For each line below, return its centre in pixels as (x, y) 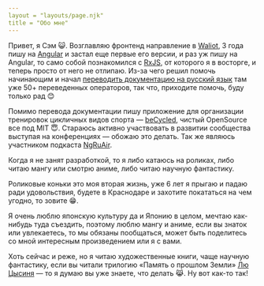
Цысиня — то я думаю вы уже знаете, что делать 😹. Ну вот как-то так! (128, 273)
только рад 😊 (32, 96)
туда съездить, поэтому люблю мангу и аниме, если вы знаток (141, 224)
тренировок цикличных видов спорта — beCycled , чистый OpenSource (128, 119)
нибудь (20, 224)
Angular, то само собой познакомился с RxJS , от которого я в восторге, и (132, 62)
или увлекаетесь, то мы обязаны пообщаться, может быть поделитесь (128, 232)
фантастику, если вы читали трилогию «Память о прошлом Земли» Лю (128, 265)
